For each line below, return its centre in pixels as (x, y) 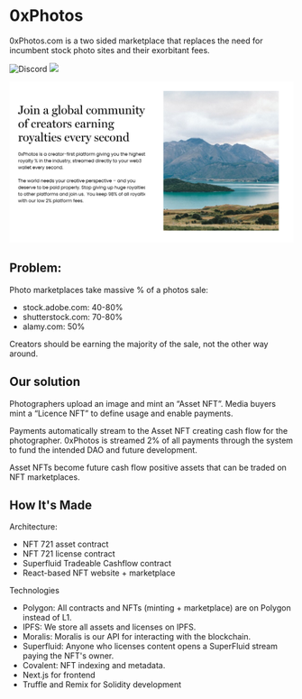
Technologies (35, 591)
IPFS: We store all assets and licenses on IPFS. (109, 627)
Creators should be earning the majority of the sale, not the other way (139, 344)
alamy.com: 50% (54, 327)
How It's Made (51, 505)
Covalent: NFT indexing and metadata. (94, 666)
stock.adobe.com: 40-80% (73, 307)
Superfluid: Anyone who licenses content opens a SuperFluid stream (150, 647)
